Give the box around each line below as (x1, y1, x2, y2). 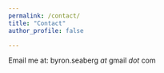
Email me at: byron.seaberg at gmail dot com (8, 55, 156, 65)
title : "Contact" (8, 19, 66, 27)
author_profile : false (8, 26, 84, 34)
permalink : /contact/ (8, 11, 81, 20)
